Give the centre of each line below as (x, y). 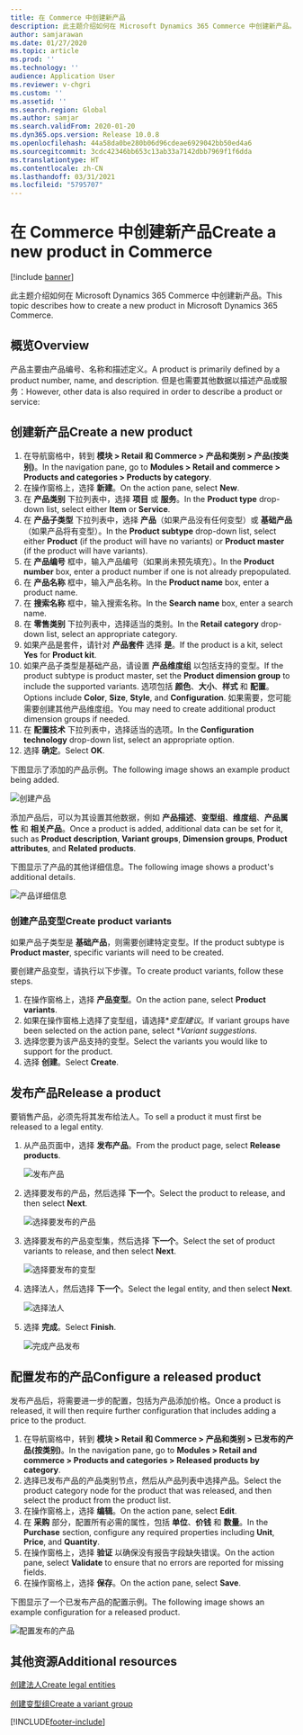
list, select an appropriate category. (112, 634)
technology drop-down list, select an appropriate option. (129, 740)
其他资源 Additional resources (94, 1662)
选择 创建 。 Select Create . (71, 1062)
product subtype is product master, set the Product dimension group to (156, 675)
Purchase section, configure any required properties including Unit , (149, 1532)
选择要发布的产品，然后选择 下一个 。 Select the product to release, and (154, 1192)
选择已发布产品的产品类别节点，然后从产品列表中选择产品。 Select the (152, 1480)
